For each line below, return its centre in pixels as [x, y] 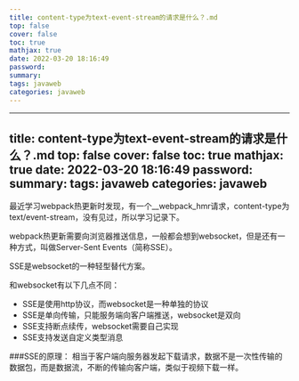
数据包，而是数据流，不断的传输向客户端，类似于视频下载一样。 [126, 368]
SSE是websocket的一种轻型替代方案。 [80, 266]
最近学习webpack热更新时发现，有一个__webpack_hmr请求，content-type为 [149, 207]
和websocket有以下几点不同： [65, 285]
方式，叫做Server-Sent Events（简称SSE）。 [97, 247]
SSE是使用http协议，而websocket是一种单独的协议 [115, 304]
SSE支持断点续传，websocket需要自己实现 [101, 327]
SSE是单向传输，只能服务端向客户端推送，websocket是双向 [132, 315]
